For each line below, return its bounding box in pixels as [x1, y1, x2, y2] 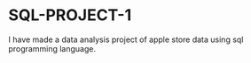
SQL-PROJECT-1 [8, 5, 132, 25]
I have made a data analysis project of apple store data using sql [8, 34, 244, 45]
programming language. [8, 43, 97, 53]
